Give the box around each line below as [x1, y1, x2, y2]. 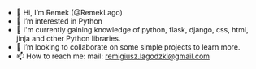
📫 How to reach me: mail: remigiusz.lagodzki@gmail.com [15, 51, 210, 61]
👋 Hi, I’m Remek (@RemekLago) [15, 8, 124, 17]
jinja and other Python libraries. [15, 33, 121, 43]
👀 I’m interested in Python [15, 16, 103, 26]
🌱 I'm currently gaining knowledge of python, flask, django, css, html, [15, 25, 249, 34]
